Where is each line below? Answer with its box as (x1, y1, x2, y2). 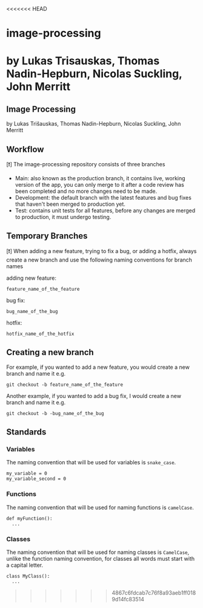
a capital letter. (6, 561, 44, 569)
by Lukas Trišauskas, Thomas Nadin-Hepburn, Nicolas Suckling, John (6, 120, 181, 127)
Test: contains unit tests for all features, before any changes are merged (15, 207, 196, 214)
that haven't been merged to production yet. (15, 200, 126, 208)
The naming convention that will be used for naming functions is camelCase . (6, 504, 194, 511)
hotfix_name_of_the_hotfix (6, 331, 75, 337)
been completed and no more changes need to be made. (15, 187, 158, 195)
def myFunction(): (6, 515, 53, 521)
